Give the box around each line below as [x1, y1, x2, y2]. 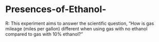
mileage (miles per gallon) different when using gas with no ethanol [5, 25, 148, 31]
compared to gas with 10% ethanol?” [5, 31, 83, 37]
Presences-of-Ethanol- [5, 4, 107, 15]
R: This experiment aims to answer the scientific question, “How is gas [5, 20, 154, 26]
